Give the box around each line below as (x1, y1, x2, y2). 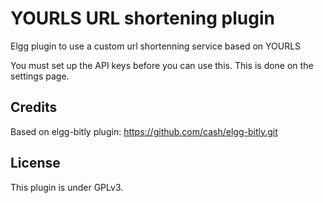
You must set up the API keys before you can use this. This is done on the (10, 59, 314, 71)
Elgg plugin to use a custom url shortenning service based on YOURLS (10, 40, 302, 52)
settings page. (10, 70, 70, 82)
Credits (10, 99, 58, 116)
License (10, 155, 61, 172)
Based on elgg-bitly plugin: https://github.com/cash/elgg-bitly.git (10, 125, 278, 137)
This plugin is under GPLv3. (10, 181, 124, 193)
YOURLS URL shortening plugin (10, 7, 275, 30)
